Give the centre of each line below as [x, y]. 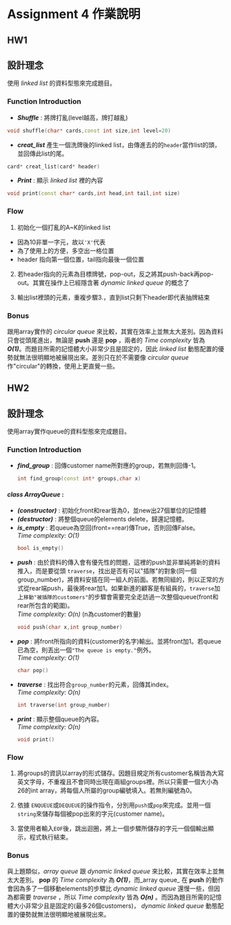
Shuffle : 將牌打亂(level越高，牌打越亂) [72, 118]
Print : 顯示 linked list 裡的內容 [60, 180]
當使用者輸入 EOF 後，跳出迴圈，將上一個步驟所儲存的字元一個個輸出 [112, 829]
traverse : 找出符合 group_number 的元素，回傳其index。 [94, 684]
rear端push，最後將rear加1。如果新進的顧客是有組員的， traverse [122, 588]
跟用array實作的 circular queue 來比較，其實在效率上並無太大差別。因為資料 [115, 331]
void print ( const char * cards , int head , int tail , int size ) [94, 194]
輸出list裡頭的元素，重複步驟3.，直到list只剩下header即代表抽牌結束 [113, 297]
